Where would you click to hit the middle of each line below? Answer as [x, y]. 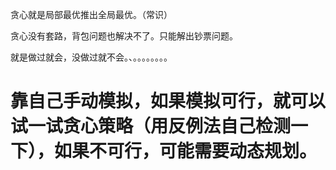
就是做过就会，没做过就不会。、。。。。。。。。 [91, 57]
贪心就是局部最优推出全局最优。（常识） [91, 14]
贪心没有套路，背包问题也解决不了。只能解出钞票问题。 [124, 36]
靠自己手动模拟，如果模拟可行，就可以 [168, 101]
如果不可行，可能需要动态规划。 [186, 151]
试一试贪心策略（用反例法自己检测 [151, 126]
